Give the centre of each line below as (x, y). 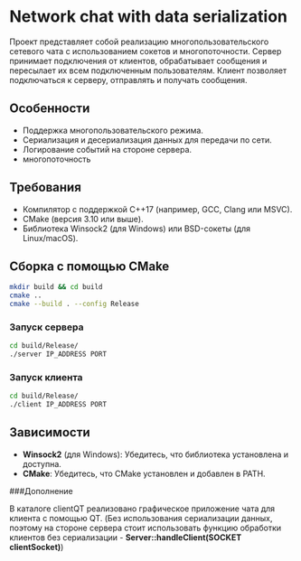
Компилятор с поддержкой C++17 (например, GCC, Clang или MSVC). (157, 209)
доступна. (42, 463)
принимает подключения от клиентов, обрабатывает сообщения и (138, 61)
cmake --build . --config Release (75, 304)
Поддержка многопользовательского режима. (113, 130)
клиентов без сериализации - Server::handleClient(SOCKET (126, 537)
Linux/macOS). (50, 238)
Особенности (50, 109)
